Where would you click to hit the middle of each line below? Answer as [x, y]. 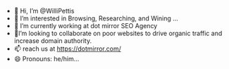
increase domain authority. [53, 41]
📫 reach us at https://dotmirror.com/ [67, 49]
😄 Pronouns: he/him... [47, 59]
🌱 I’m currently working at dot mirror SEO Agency [86, 26]
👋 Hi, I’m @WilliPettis [44, 11]
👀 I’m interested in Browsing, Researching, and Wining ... [96, 18]
